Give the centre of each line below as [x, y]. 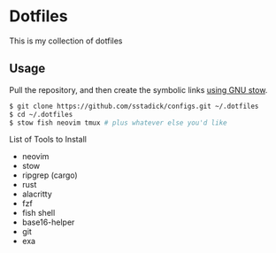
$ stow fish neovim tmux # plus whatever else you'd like [118, 123]
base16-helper [48, 222]
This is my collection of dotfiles [66, 41]
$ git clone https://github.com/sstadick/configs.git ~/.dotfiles [134, 106]
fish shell [38, 213]
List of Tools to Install [48, 140]
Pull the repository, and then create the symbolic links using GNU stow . [138, 89]
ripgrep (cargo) [50, 175]
